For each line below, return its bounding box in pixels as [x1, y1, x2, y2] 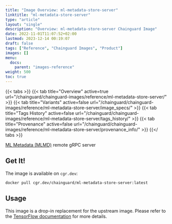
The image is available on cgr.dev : [5, 170, 78, 176]
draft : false [5, 41, 33, 46]
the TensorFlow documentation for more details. [5, 213, 107, 219]
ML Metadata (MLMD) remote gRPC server [5, 141, 96, 148]
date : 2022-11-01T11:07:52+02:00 [5, 31, 77, 36]
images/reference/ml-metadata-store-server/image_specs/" [5, 105, 133, 111]
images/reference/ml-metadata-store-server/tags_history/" [5, 115, 131, 121]
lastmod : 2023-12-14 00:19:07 [5, 36, 70, 42]
